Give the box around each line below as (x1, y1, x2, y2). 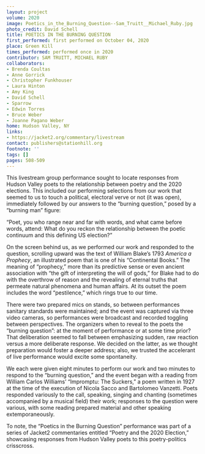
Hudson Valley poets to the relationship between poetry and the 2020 (6, 180, 182, 188)
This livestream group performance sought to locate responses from (6, 174, 179, 182)
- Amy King (6, 89, 34, 95)
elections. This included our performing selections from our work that (6, 187, 182, 194)
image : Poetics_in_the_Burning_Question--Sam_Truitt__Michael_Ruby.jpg (6, 20, 193, 26)
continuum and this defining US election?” (6, 231, 113, 239)
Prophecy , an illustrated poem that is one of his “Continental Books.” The (6, 256, 190, 264)
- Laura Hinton (6, 83, 45, 90)
